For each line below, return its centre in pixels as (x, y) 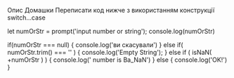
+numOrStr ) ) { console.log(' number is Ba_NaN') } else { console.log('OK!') (117, 60)
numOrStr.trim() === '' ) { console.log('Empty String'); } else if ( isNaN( (110, 52)
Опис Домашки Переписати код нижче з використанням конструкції (111, 10)
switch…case (26, 18)
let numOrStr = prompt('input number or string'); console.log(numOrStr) (111, 31)
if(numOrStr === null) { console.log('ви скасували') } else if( (96, 45)
